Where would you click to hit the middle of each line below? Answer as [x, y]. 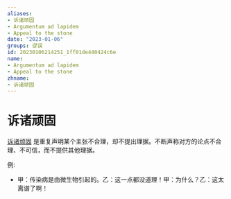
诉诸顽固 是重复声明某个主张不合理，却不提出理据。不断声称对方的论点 [108, 141]
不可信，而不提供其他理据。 [59, 150]
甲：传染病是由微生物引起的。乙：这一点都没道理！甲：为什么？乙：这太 [120, 180]
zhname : [18, 78]
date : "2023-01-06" [35, 40]
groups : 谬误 [25, 46]
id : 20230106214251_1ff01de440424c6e [62, 53]
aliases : [20, 14]
